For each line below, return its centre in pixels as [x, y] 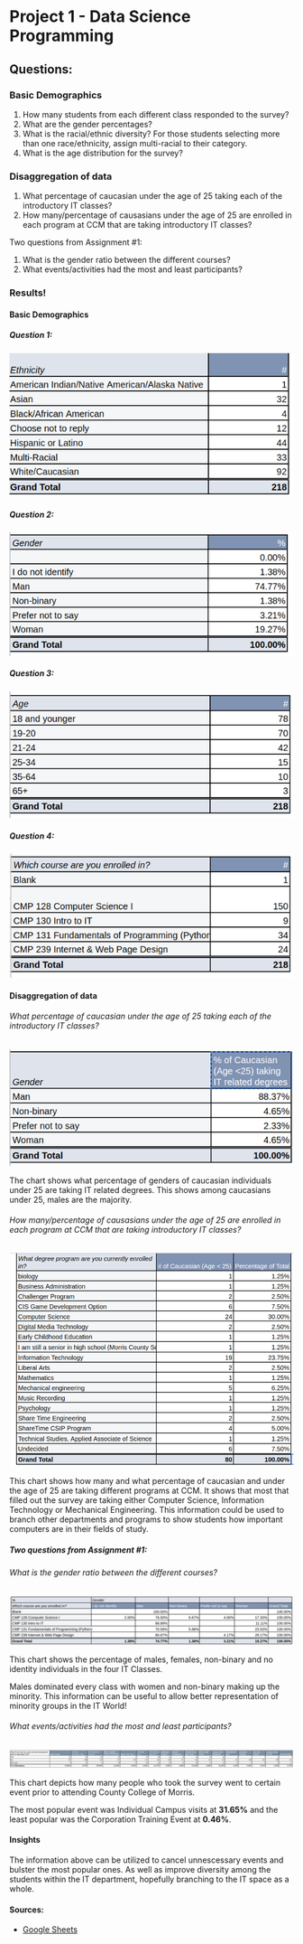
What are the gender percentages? [87, 124]
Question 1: [31, 335]
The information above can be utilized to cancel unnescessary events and [147, 1860]
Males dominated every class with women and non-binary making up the [145, 1686]
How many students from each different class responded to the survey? [156, 114]
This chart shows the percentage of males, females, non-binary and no [141, 1659]
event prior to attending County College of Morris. [102, 1792]
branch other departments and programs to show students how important [146, 1519]
